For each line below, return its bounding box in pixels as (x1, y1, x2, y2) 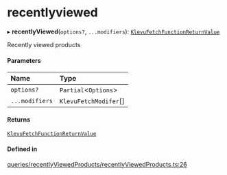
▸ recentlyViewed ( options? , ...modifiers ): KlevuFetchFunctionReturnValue (7, 27, 220, 36)
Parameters (7, 56, 41, 64)
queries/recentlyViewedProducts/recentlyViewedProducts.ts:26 (7, 160, 187, 168)
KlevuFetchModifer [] (59, 96, 125, 106)
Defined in (7, 145, 38, 153)
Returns (7, 115, 31, 124)
